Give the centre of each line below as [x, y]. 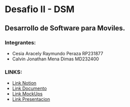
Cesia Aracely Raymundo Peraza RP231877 [58, 53]
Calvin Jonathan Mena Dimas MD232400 [56, 59]
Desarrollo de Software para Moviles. [65, 28]
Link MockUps [27, 94]
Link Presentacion [31, 99]
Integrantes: [20, 43]
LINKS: [14, 72]
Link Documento [29, 88]
